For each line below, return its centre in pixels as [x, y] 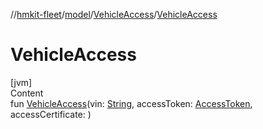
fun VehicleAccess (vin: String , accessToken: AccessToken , [131, 103]
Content [27, 93]
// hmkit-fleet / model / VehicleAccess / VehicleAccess [114, 14]
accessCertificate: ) [51, 114]
